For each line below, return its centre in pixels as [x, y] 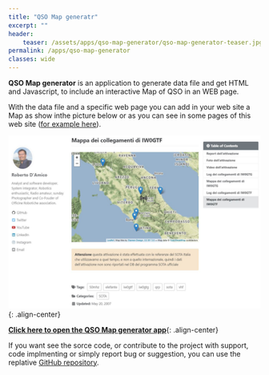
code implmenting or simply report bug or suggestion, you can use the [124, 353]
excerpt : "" [28, 25]
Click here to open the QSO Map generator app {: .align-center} [113, 329]
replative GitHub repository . [54, 362]
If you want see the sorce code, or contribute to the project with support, [128, 345]
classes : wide [32, 59]
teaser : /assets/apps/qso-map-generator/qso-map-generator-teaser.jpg [143, 42]
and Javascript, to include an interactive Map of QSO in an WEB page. [124, 91]
